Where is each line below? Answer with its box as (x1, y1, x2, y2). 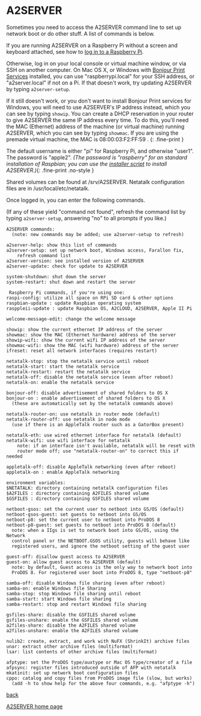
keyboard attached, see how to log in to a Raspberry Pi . (6, 48, 144, 55)
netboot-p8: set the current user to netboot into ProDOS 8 (6, 517, 161, 523)
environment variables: (6, 479, 66, 486)
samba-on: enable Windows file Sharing (6, 585, 107, 592)
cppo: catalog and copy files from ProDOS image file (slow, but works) (6, 675, 193, 681)
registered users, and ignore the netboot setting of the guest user (11, 543, 190, 549)
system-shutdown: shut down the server (6, 273, 107, 280)
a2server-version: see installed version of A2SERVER (6, 258, 144, 264)
